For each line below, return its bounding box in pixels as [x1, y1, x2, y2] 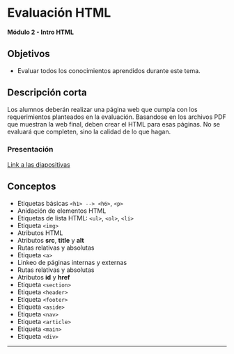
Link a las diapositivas [7, 160, 71, 168]
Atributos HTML [17, 228, 63, 237]
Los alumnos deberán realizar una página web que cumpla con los [7, 105, 198, 113]
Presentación [7, 145, 54, 154]
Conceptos [7, 181, 56, 193]
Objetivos [7, 48, 50, 60]
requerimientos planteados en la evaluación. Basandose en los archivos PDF [7, 113, 226, 121]
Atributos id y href [17, 273, 70, 281]
